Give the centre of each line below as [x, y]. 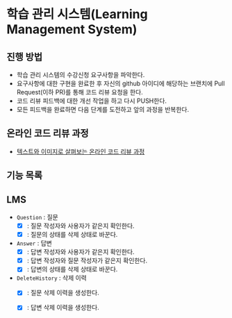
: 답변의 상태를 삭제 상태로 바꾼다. [72, 269]
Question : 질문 [37, 217]
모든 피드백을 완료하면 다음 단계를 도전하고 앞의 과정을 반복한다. [102, 109]
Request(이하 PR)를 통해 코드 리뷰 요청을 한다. [80, 92]
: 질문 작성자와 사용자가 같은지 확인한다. [81, 226]
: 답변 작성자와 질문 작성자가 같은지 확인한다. [87, 260]
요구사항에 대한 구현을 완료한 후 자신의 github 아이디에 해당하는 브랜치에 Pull [121, 83]
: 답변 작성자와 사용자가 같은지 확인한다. [81, 252]
